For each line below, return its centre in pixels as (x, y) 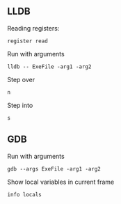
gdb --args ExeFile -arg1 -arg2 (54, 169)
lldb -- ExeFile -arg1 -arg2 (49, 66)
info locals (24, 194)
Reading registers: (33, 28)
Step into (20, 105)
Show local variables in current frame (61, 182)
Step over (21, 79)
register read (28, 41)
